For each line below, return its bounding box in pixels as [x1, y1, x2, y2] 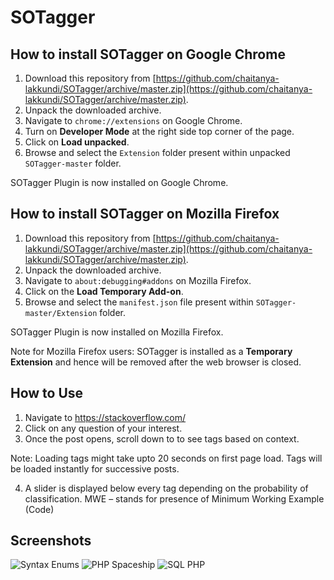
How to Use [10, 385, 84, 402]
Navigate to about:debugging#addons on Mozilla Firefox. [24, 274, 252, 286]
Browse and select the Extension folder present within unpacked [24, 147, 291, 158]
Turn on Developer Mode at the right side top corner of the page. [24, 126, 295, 137]
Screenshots [10, 532, 92, 550]
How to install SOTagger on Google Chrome [10, 46, 286, 63]
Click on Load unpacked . [24, 136, 130, 148]
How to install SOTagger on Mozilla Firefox [10, 206, 280, 223]
